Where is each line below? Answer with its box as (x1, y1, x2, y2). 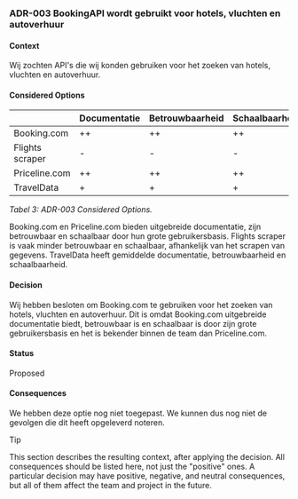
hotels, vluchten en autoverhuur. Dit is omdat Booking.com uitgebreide (9, 309, 267, 320)
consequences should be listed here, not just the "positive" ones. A (9, 461, 255, 471)
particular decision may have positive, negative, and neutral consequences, (9, 470, 286, 481)
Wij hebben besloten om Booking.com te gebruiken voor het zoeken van (9, 299, 273, 310)
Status (9, 348, 35, 359)
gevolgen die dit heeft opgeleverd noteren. (9, 416, 166, 428)
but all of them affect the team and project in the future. (9, 479, 213, 490)
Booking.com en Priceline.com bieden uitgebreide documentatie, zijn (9, 221, 262, 233)
